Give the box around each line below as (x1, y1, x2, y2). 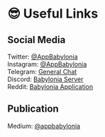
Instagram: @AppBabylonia (7, 60, 87, 68)
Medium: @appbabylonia (7, 121, 80, 130)
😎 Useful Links (7, 6, 99, 22)
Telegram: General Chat (7, 68, 77, 76)
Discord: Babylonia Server (7, 75, 84, 83)
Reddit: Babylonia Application (7, 83, 94, 90)
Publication (7, 103, 59, 115)
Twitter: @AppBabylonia (7, 52, 78, 61)
